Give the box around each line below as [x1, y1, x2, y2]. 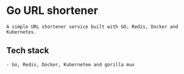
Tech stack [6, 45, 49, 56]
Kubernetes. [6, 29, 37, 35]
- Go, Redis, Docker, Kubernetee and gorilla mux [6, 61, 135, 67]
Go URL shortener [6, 4, 99, 18]
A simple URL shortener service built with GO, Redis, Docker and [6, 24, 179, 30]
